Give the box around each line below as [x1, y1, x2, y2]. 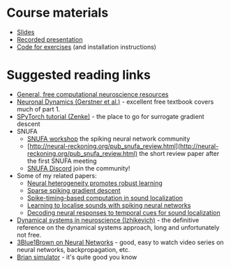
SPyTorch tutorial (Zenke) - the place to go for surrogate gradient [16, 112, 204, 120]
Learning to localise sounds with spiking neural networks [27, 200, 191, 210]
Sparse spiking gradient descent [27, 186, 121, 194]
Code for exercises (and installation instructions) [16, 42, 156, 51]
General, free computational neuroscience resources [16, 90, 169, 98]
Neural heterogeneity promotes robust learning [27, 179, 163, 187]
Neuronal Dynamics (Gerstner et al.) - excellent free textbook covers [16, 97, 214, 106]
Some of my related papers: [16, 171, 97, 180]
